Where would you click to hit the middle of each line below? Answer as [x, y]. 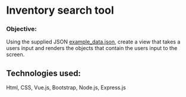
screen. [15, 55]
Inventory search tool [60, 10]
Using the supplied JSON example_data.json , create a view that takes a [93, 42]
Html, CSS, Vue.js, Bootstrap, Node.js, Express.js [66, 87]
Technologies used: [44, 73]
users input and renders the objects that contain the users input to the [92, 48]
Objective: [21, 29]
